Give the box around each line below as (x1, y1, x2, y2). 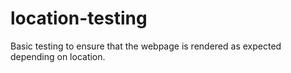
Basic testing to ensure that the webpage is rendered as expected (10, 40, 282, 52)
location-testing (10, 7, 148, 30)
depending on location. (10, 50, 106, 62)
